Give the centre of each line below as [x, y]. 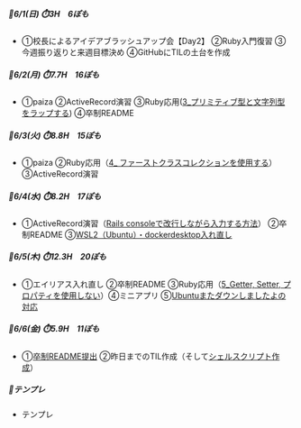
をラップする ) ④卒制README [78, 113]
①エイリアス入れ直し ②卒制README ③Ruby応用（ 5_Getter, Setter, [151, 284]
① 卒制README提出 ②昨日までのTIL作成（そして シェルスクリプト [146, 356]
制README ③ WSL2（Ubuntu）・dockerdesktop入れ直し [127, 234]
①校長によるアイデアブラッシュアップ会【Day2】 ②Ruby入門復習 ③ [154, 41]
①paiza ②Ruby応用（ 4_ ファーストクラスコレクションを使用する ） [149, 162]
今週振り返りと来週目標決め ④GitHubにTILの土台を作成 [126, 52]
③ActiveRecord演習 [60, 173]
